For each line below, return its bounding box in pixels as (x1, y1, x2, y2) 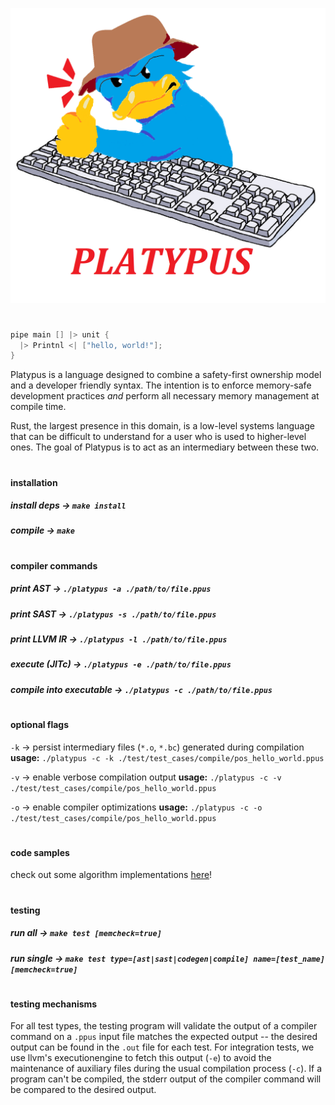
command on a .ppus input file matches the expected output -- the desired (10, 1031, 318, 1043)
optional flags (10, 718, 70, 730)
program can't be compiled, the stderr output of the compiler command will (10, 1073, 322, 1085)
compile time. (10, 401, 67, 413)
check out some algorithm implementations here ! (10, 869, 213, 881)
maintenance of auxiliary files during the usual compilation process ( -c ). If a (10, 1063, 323, 1075)
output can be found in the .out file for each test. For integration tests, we (10, 1041, 315, 1053)
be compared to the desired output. (10, 1084, 157, 1096)
